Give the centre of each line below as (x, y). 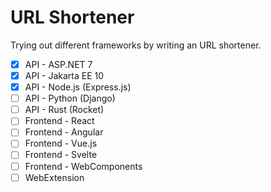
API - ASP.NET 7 (58, 64)
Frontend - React (59, 121)
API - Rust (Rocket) (64, 110)
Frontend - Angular (64, 132)
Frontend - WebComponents (83, 166)
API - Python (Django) (70, 98)
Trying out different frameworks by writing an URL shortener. (136, 45)
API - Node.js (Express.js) (78, 87)
